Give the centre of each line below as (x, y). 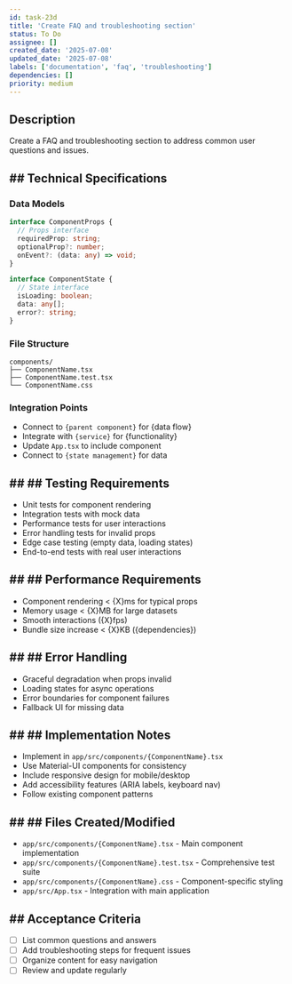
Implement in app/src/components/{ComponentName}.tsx (122, 756)
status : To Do (36, 34)
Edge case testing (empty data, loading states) (107, 542)
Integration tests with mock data (81, 514)
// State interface (53, 288)
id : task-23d (33, 17)
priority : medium (41, 84)
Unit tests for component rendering (87, 505)
